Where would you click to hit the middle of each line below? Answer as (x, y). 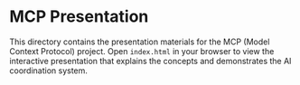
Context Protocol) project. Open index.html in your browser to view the (142, 51)
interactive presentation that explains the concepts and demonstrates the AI (150, 61)
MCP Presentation (79, 17)
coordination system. (49, 71)
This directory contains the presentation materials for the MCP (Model (140, 42)
